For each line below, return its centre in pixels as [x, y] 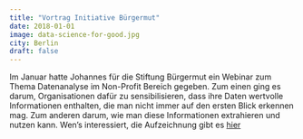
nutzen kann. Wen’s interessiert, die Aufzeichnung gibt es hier [125, 125]
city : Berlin [34, 43]
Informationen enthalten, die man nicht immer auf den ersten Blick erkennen [152, 106]
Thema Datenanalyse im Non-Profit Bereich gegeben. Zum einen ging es [145, 87]
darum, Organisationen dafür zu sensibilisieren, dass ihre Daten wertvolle [147, 97]
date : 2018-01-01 [42, 26]
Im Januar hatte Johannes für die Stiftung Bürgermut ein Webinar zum [141, 77]
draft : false [34, 51]
